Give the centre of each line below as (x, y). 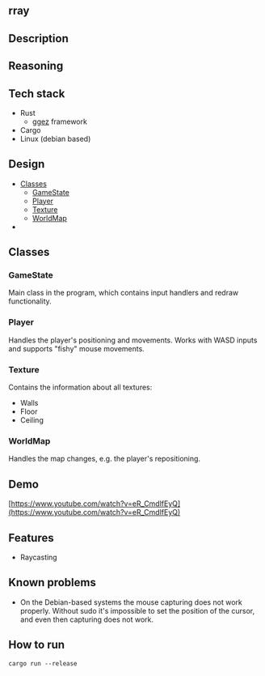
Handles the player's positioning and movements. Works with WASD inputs (133, 340)
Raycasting (39, 557)
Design (27, 164)
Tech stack (37, 94)
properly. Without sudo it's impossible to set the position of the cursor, (137, 610)
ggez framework (59, 121)
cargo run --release (43, 663)
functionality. (30, 301)
